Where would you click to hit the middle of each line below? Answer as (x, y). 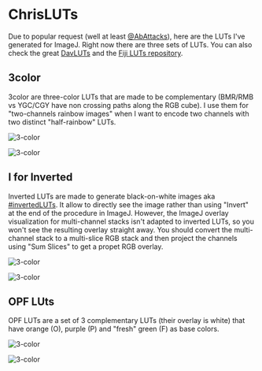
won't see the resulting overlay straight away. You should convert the (120, 229)
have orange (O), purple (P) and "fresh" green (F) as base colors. (114, 329)
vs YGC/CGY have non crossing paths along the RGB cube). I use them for (129, 105)
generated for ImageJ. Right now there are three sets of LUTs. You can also (130, 44)
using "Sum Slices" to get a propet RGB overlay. (86, 247)
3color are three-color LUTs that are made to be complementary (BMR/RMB (131, 97)
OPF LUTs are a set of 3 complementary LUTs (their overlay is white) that (127, 321)
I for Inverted (41, 178)
